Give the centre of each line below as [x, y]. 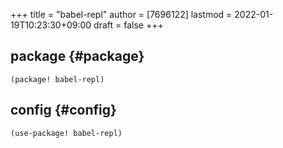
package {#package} [77, 56]
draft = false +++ [128, 25]
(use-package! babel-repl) [66, 133]
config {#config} [63, 110]
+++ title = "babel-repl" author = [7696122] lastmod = [121, 14]
